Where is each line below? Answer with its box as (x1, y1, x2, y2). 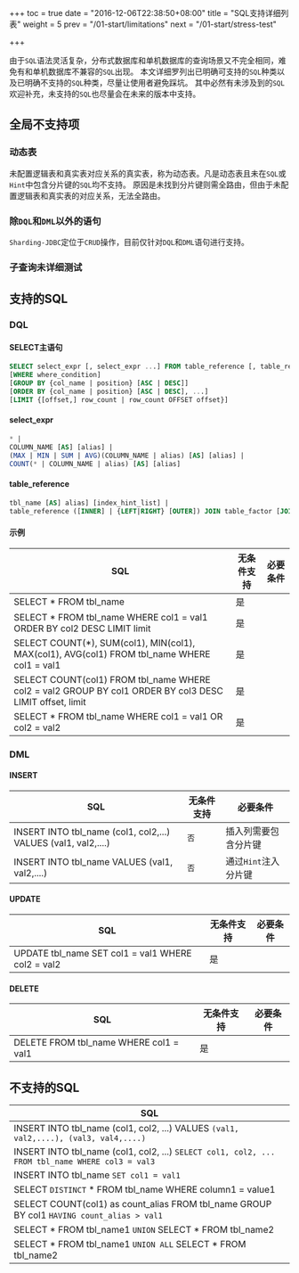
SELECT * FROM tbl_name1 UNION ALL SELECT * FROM (13, 1238, 246, 1250)
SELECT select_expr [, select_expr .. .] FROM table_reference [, (9, 362, 256, 372)
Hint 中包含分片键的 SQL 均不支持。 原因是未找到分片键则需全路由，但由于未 (9, 179, 282, 190)
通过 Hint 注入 (225, 855, 280, 867)
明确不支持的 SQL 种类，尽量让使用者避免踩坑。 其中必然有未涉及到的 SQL (24, 78, 285, 87)
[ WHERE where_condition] (9, 371, 101, 380)
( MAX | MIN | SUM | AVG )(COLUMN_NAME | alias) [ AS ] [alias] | (9, 451, 245, 460)
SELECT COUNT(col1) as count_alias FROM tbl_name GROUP (13, 1198, 272, 1210)
